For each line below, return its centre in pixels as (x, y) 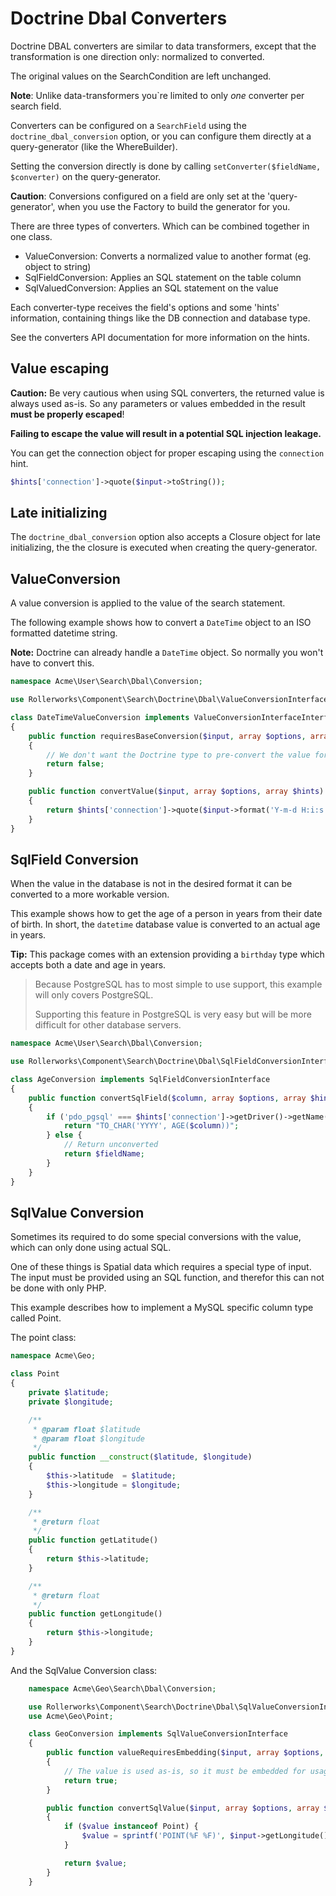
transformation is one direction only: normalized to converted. (137, 56)
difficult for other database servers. (108, 1025)
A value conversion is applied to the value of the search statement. (148, 603)
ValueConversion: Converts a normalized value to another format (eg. (168, 256)
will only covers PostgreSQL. (94, 995)
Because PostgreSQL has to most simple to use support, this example (178, 984)
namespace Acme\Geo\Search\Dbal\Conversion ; (122, 1688)
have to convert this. (52, 663)
